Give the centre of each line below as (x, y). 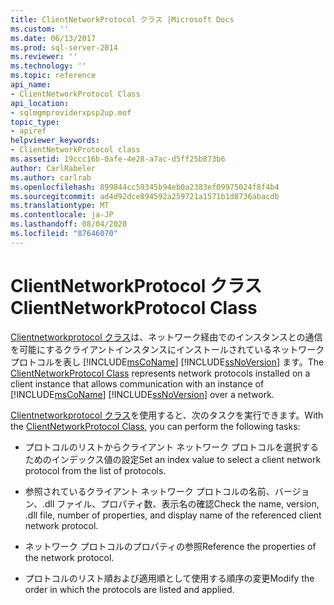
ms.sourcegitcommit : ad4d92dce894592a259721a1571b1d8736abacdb (145, 196)
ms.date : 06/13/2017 (53, 38)
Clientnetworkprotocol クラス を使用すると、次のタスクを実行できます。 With (167, 415)
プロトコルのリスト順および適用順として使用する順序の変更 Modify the (169, 578)
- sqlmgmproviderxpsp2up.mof (71, 112)
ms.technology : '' (48, 66)
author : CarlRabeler (53, 168)
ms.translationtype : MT (60, 206)
